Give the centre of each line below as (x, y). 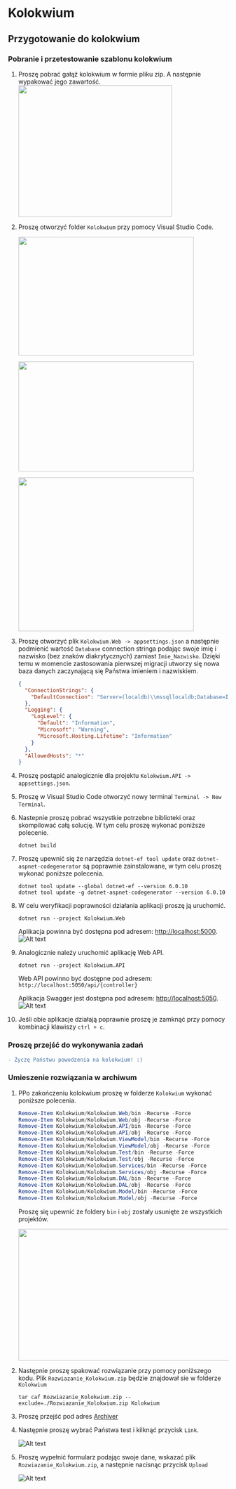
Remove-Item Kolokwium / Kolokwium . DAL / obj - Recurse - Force (104, 1185)
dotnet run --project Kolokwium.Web (71, 918)
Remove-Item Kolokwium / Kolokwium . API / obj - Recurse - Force (104, 1133)
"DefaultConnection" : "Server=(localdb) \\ (94, 697)
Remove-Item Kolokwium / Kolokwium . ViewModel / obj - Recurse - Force (114, 1146)
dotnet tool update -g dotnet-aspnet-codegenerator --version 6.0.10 (122, 893)
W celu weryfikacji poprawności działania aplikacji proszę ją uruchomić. (122, 906)
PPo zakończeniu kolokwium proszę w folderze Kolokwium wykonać (115, 1093)
